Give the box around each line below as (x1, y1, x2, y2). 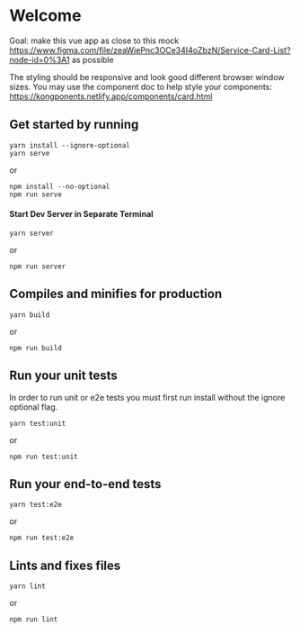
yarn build (9, 310, 50, 320)
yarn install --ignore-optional (9, 140, 130, 149)
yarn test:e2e (9, 501, 63, 510)
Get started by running (9, 117, 139, 132)
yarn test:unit (9, 419, 66, 428)
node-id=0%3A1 (9, 54, 70, 65)
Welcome (9, 5, 82, 26)
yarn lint (9, 582, 47, 591)
